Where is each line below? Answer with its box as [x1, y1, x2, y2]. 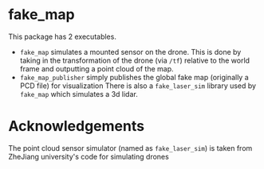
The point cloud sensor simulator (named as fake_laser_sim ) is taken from [8, 143, 253, 152]
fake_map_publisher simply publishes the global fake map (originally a [19, 72, 249, 82]
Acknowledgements [8, 117, 145, 136]
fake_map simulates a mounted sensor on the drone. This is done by [19, 47, 242, 56]
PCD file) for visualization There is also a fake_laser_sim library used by [19, 81, 257, 90]
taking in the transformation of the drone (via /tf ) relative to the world [19, 56, 250, 65]
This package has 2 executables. [8, 32, 117, 41]
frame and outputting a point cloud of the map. [19, 63, 174, 73]
